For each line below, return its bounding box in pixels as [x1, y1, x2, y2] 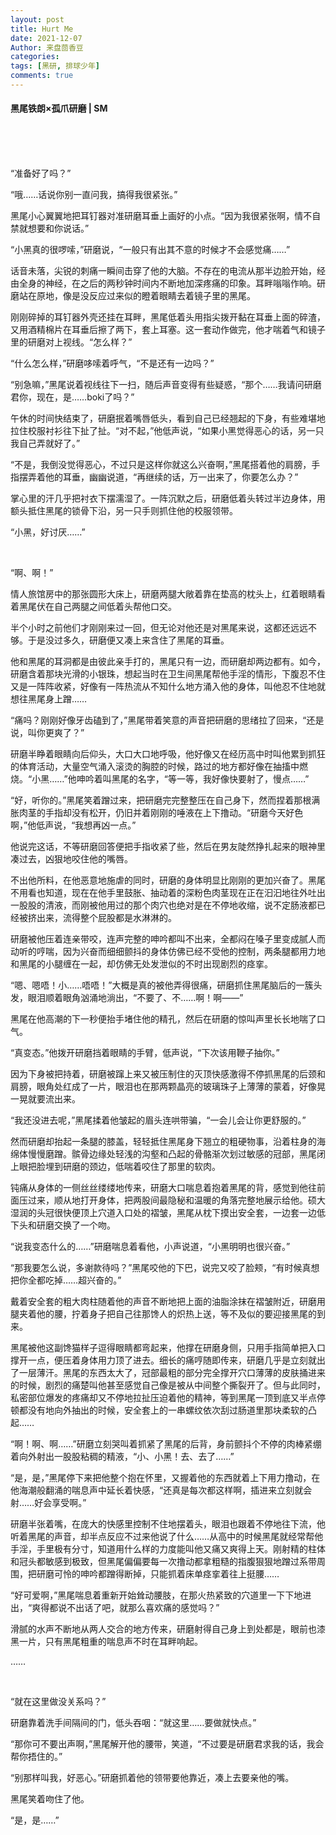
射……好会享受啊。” [10, 1497, 87, 1509]
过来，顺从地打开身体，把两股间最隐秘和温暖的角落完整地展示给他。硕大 [27, 1194, 326, 1206]
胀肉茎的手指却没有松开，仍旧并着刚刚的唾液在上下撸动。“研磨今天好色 [10, 807, 304, 819]
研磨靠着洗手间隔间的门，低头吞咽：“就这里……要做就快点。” [10, 1717, 257, 1729]
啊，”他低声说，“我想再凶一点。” [10, 819, 137, 831]
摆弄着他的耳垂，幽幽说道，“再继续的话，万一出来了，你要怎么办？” [18, 471, 299, 483]
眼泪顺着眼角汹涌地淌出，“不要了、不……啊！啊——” [27, 992, 244, 1004]
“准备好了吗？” [10, 167, 72, 180]
